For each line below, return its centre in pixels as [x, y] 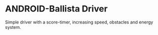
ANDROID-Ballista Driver [56, 9]
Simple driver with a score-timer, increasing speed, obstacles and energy [79, 22]
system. [13, 27]
